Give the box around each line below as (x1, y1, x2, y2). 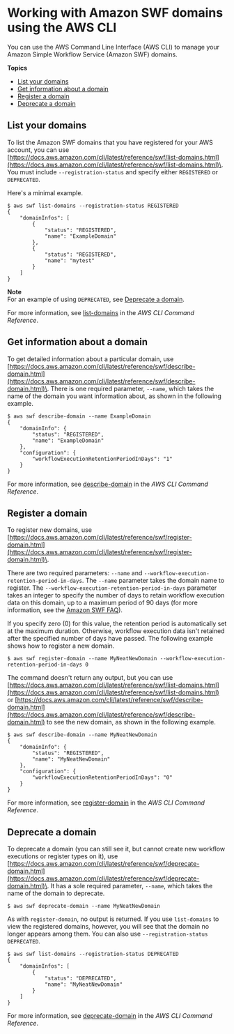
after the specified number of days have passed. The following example (7, 634, 214, 643)
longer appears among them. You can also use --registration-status (7, 929, 208, 938)
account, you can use (7, 145, 70, 154)
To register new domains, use (7, 526, 93, 534)
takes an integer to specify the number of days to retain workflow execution (7, 591, 225, 600)
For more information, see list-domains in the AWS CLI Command (7, 308, 195, 317)
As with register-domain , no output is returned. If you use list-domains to (7, 915, 219, 923)
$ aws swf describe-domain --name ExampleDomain (7, 413, 151, 420)
